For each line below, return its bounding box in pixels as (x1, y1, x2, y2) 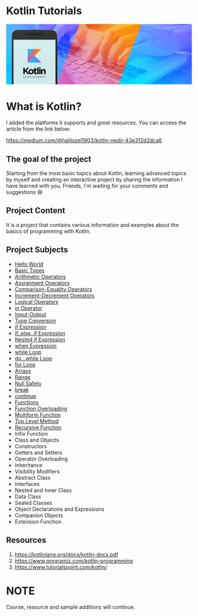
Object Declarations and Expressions (14, 505, 105, 513)
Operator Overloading (14, 455, 68, 462)
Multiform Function (14, 411, 61, 418)
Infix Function (14, 430, 48, 437)
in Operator (14, 304, 43, 312)
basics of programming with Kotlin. (6, 228, 91, 235)
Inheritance (14, 461, 43, 468)
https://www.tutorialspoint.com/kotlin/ (14, 563, 107, 570)
